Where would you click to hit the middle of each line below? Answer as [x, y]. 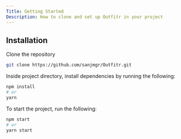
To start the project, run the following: [51, 109]
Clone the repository [31, 54]
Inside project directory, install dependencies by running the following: [91, 76]
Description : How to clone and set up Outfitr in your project [85, 17]
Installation [27, 40]
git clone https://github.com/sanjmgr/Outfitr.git [69, 65]
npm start [18, 119]
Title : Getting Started [35, 11]
